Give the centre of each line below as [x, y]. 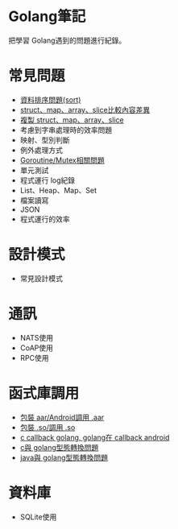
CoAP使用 [37, 348]
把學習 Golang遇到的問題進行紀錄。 [67, 40]
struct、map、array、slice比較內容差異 [85, 110]
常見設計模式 [41, 278]
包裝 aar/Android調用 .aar [62, 417]
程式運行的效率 [45, 219]
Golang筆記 [47, 17]
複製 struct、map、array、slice [72, 120]
